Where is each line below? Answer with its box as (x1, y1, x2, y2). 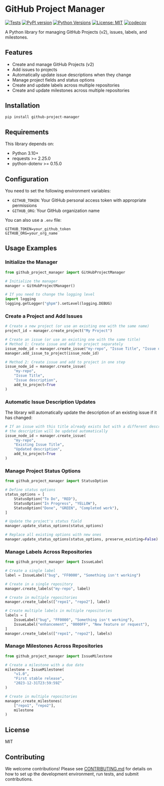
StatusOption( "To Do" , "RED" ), (14, 496, 78, 501)
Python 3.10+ (12, 150, 39, 156)
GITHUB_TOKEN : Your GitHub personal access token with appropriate (12, 197, 146, 203)
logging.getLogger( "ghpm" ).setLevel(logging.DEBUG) (5, 301, 112, 306)
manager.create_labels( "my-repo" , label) (5, 586, 91, 591)
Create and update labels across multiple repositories (12, 82, 120, 88)
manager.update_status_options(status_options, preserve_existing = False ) (5, 537, 159, 542)
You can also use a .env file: (5, 217, 62, 223)
